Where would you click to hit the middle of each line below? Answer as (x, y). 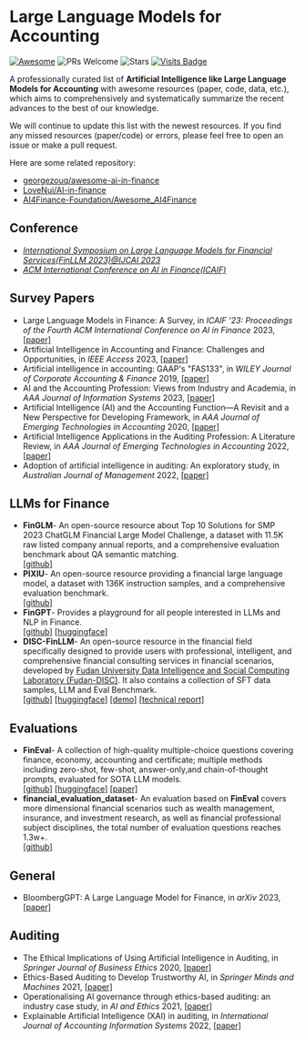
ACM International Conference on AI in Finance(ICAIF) (124, 270)
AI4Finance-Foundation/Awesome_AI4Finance (110, 199)
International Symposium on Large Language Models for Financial (147, 250)
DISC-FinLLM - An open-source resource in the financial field (137, 642)
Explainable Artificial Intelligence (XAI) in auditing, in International (145, 1015)
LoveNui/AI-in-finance (64, 189)
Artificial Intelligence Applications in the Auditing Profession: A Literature (159, 436)
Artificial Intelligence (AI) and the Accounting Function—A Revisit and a (156, 407)
